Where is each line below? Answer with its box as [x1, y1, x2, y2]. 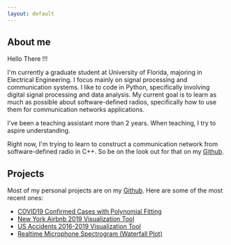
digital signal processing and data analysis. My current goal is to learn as [7, 90, 217, 99]
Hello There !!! [7, 55, 48, 63]
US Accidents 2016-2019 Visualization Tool [17, 222, 142, 231]
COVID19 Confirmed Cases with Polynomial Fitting [17, 207, 162, 216]
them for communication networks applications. [7, 106, 145, 114]
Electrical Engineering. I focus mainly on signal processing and [7, 76, 188, 84]
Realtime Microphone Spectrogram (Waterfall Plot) [17, 230, 163, 238]
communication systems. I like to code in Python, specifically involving [7, 83, 210, 92]
